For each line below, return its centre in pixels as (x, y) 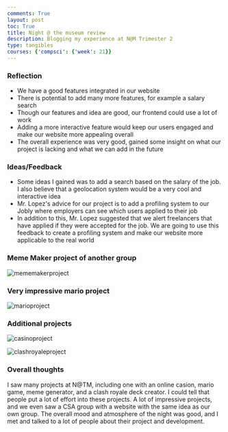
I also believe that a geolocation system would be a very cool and (109, 189)
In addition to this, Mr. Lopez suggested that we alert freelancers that (114, 218)
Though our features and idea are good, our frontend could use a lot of (117, 113)
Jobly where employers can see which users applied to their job (107, 211)
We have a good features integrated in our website (88, 91)
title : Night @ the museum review (56, 33)
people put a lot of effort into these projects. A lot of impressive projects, (110, 399)
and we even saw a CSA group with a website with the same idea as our (109, 407)
